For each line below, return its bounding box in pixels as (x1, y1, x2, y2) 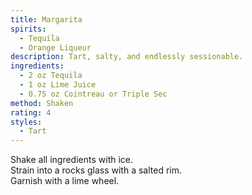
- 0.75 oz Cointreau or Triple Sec (19, 89, 168, 99)
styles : (10, 117, 43, 127)
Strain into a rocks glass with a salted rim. (10, 164, 183, 176)
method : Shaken (10, 98, 74, 108)
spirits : (10, 24, 47, 34)
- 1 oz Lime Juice (19, 80, 97, 90)
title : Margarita (10, 14, 83, 25)
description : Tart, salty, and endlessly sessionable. (10, 52, 244, 62)
